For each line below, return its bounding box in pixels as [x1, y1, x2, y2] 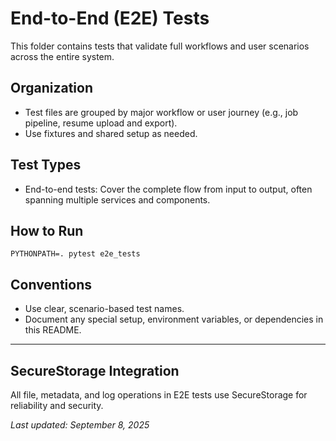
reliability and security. [10, 400, 104, 411]
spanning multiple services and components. [24, 193, 211, 206]
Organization [10, 80, 93, 97]
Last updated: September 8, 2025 [10, 419, 150, 431]
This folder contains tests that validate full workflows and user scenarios [10, 40, 310, 52]
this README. [24, 324, 82, 336]
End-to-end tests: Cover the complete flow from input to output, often [24, 183, 313, 195]
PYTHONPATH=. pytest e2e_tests [10, 249, 141, 259]
